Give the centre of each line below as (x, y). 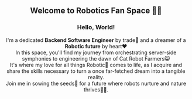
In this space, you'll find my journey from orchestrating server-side (96, 52)
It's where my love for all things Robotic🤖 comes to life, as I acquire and (96, 65)
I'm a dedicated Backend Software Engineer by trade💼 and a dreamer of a (96, 40)
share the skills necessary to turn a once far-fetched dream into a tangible (96, 71)
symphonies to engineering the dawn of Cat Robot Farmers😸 (96, 58)
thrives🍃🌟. (96, 89)
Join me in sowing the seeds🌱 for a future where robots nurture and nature (96, 83)
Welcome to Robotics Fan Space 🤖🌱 (96, 11)
